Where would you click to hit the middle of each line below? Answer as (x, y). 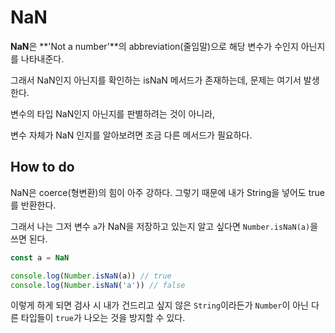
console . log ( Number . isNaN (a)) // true (91, 276)
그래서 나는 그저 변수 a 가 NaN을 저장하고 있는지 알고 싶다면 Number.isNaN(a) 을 (164, 226)
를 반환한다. (33, 205)
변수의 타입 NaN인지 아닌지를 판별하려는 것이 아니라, (113, 113)
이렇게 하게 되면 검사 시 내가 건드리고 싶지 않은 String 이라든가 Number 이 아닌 (159, 305)
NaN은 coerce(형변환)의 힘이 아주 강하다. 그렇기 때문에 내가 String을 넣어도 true (167, 192)
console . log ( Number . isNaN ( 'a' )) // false (98, 285)
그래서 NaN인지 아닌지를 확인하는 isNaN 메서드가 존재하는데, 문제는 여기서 (156, 80)
